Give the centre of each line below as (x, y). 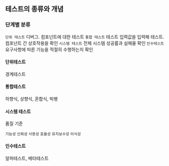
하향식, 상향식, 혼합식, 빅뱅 (32, 99)
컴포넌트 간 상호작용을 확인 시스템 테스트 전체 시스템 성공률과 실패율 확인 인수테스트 (85, 43)
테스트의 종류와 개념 (34, 9)
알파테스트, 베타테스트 (27, 158)
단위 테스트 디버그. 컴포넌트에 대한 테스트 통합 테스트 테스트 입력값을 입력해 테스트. (85, 36)
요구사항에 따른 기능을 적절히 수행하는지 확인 (49, 49)
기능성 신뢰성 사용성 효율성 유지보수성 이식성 (43, 134)
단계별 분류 (18, 25)
